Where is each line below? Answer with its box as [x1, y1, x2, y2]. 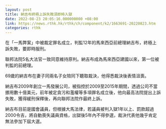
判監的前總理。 [5, 63, 36, 68]
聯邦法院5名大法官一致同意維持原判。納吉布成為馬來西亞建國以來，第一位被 [5, 56, 160, 62]
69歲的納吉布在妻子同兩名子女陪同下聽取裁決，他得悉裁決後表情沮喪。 [5, 73, 149, 79]
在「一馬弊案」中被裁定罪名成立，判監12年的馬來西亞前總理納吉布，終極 [5, 40, 153, 46]
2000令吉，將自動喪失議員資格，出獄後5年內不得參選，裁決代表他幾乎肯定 [5, 112, 157, 118]
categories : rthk [5, 26, 41, 31]
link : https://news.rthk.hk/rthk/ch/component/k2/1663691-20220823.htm [5, 21, 156, 26]
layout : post [5, 7, 32, 12]
